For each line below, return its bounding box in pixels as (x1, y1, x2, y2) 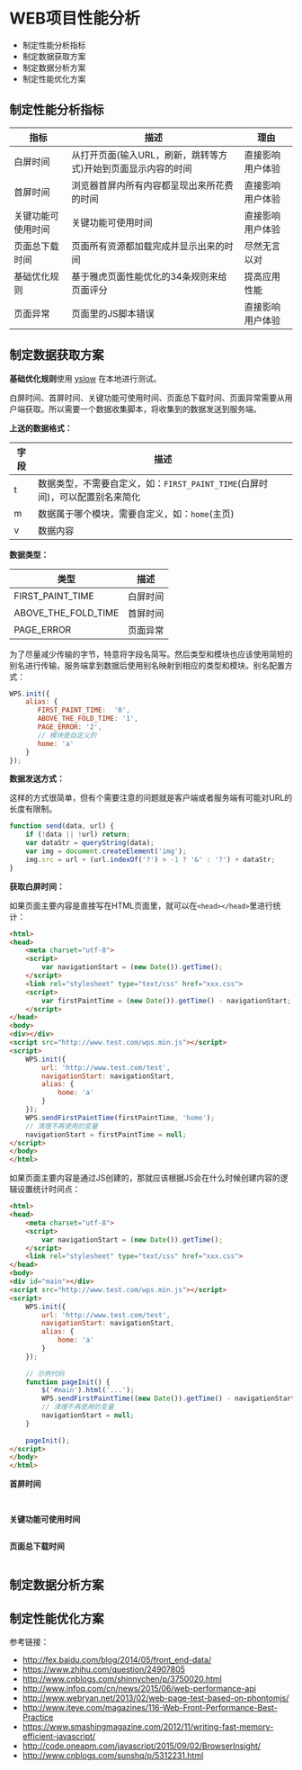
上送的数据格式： (9, 422, 73, 433)
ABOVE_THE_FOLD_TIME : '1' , (37, 714, 139, 723)
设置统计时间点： (16, 1184, 81, 1195)
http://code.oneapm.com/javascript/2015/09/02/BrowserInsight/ (22, 1740, 262, 1751)
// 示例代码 (25, 1369, 65, 1378)
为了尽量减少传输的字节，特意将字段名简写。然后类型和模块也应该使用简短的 (9, 649, 293, 660)
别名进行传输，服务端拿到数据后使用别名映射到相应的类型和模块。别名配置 (9, 660, 285, 670)
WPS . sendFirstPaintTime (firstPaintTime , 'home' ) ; (25, 1113, 216, 1122)
